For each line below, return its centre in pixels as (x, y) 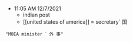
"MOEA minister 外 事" (34, 34)
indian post (36, 15)
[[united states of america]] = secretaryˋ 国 (75, 22)
